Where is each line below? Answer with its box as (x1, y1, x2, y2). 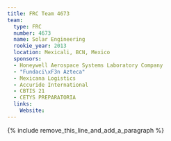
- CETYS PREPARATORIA (13, 94, 76, 101)
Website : (19, 107, 45, 114)
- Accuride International (13, 81, 89, 88)
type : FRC (13, 23, 42, 30)
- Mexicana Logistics (13, 74, 76, 82)
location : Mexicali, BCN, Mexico (13, 49, 111, 56)
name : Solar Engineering (13, 36, 85, 43)
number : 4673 (13, 29, 51, 37)
